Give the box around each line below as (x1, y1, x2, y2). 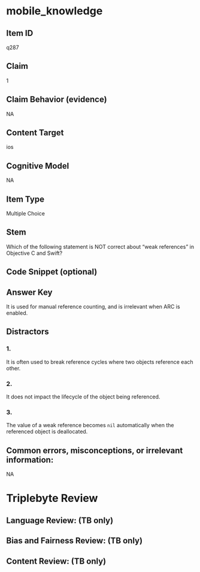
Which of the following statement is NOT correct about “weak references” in (6, 243, 195, 250)
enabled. (6, 309, 28, 317)
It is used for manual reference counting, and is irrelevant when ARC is (6, 303, 181, 311)
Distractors (6, 327, 49, 337)
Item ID (6, 28, 34, 38)
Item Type (6, 194, 45, 204)
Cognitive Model (6, 160, 69, 171)
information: (6, 455, 54, 465)
